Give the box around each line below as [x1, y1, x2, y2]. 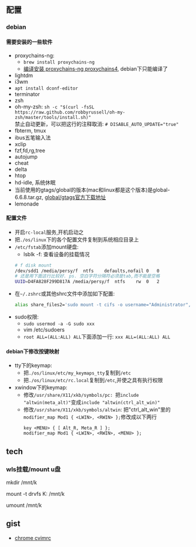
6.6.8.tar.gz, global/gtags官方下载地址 [14, 193, 106, 201]
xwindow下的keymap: [14, 384, 67, 391]
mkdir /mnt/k [6, 479, 37, 486]
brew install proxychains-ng [23, 59, 95, 65]
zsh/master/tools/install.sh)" [14, 114, 92, 120]
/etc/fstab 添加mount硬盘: [14, 243, 79, 250]
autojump [14, 153, 38, 160]
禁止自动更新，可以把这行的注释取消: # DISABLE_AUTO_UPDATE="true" [14, 120, 179, 127]
